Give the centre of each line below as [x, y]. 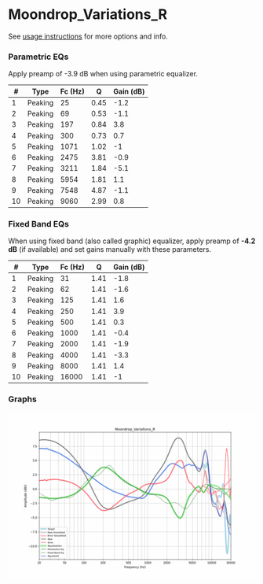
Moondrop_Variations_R [88, 15]
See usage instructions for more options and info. [88, 36]
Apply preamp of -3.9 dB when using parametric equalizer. [103, 74]
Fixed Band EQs [38, 224]
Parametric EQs [38, 57]
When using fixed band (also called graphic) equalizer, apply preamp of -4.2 [132, 241]
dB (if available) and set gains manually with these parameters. [110, 249]
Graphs [22, 399]
